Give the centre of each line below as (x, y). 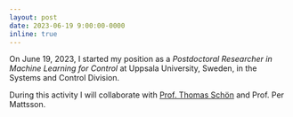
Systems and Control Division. (65, 78)
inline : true (33, 34)
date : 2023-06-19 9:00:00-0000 (67, 26)
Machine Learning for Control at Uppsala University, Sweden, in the (133, 68)
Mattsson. (28, 105)
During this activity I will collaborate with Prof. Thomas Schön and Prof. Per (147, 95)
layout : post (33, 17)
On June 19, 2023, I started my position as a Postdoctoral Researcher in (141, 59)
